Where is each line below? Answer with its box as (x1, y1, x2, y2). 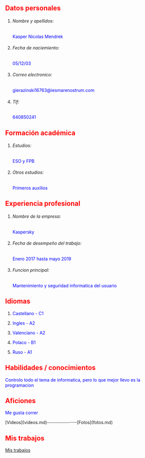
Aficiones (5, 397, 36, 405)
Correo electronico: (12, 72, 53, 78)
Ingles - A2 (12, 320, 35, 326)
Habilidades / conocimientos (5, 364, 96, 372)
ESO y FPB (12, 158, 35, 164)
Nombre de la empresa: (12, 213, 61, 219)
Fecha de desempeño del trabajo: (12, 240, 82, 246)
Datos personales (5, 4, 61, 12)
